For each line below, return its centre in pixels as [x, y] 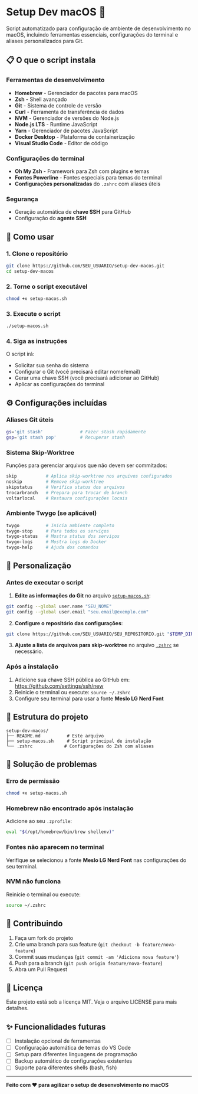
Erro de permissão [33, 781]
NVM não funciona [34, 881]
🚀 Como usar [30, 236]
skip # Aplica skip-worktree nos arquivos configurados [89, 476]
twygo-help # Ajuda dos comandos [52, 548]
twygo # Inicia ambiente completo [60, 525]
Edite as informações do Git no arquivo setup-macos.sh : [83, 595]
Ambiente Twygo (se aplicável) [52, 513]
